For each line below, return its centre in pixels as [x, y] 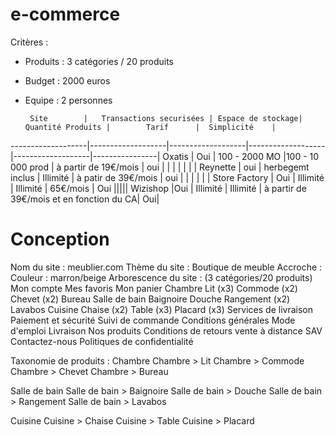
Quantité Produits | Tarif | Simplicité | [150, 127]
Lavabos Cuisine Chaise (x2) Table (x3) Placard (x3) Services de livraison [161, 309]
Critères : [29, 42]
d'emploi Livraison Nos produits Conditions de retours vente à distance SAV [166, 330]
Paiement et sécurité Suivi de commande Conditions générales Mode [153, 320]
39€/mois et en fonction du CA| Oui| [85, 199]
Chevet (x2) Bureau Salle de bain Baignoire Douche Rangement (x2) [150, 299]
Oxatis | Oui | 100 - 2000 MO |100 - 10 [241, 156]
